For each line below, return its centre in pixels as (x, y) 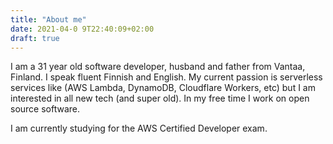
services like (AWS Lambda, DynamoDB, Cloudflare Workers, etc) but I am (163, 88)
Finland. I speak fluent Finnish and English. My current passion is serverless (166, 77)
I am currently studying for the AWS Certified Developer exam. (139, 128)
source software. (45, 109)
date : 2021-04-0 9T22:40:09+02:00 (82, 29)
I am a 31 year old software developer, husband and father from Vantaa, (158, 67)
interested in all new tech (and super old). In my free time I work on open (160, 98)
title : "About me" (48, 19)
